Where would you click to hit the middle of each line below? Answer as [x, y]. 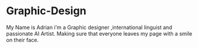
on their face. [23, 40]
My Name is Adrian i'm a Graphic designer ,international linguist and [89, 27]
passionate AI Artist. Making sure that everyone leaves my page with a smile [99, 33]
